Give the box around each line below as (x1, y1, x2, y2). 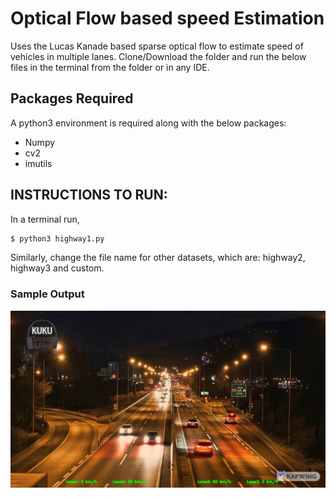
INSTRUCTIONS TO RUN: (10, 187, 168, 204)
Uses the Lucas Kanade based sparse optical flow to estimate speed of (10, 40, 304, 52)
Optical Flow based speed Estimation (10, 7, 325, 30)
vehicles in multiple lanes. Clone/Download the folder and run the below (10, 50, 307, 62)
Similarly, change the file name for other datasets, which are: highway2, (10, 252, 306, 264)
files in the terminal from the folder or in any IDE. (10, 61, 210, 73)
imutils (24, 157, 53, 169)
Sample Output (10, 287, 85, 301)
